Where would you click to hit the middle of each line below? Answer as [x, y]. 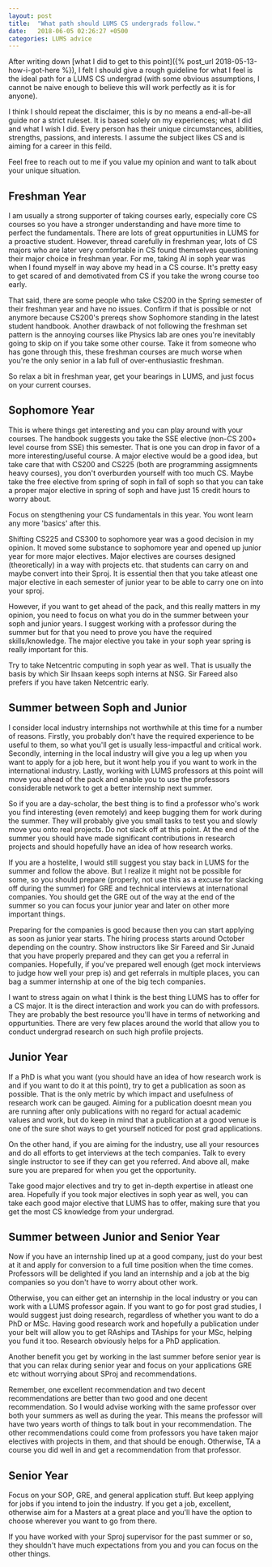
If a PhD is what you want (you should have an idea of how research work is [135, 1076]
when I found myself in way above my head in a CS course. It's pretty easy [133, 268]
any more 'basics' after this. [55, 523]
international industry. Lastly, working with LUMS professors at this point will [136, 771]
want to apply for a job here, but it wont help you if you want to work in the [133, 762]
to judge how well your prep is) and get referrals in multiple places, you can [134, 972]
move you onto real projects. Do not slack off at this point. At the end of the [134, 829]
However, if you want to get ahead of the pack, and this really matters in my [134, 606]
